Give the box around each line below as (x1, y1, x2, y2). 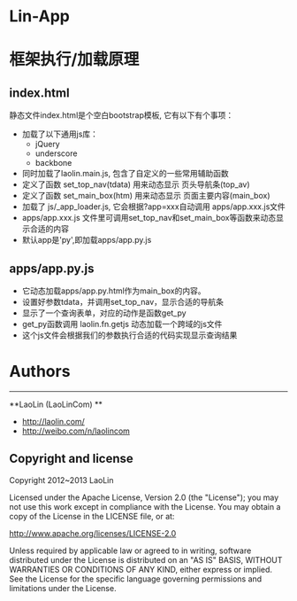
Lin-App (9, 6, 71, 27)
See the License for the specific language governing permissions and (9, 574, 263, 584)
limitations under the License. (9, 582, 117, 593)
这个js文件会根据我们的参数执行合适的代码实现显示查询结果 (21, 330, 238, 340)
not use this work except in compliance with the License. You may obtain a (9, 501, 281, 511)
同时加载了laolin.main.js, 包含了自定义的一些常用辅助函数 (21, 168, 230, 179)
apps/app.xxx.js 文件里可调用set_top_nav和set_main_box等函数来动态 (21, 213, 277, 223)
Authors (9, 362, 71, 382)
